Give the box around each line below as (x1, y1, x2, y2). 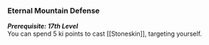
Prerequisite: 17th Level (7, 22, 78, 31)
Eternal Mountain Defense (7, 6, 100, 16)
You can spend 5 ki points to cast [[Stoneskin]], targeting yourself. (7, 29, 202, 38)
